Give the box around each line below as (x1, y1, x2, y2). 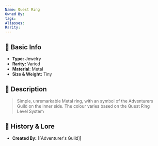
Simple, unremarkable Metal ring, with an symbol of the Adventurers (16, 98, 154, 104)
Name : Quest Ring (5, 7, 40, 12)
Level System (16, 108, 44, 114)
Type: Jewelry (12, 56, 41, 61)
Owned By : (5, 12, 25, 16)
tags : (5, 16, 16, 21)
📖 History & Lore (5, 122, 55, 131)
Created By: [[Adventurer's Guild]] (12, 135, 81, 141)
